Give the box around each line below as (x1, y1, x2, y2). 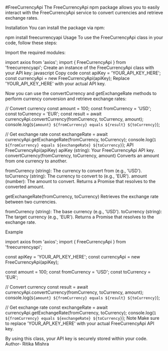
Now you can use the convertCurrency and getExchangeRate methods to (5, 91, 157, 96)
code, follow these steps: (5, 40, 58, 46)
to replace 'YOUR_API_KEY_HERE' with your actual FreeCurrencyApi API (5, 320, 154, 326)
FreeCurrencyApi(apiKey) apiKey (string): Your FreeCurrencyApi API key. (5, 147, 155, 153)
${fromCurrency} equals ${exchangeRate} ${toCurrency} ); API (5, 142, 134, 148)
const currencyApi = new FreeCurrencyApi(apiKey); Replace (5, 75, 130, 81)
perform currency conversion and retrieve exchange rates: (5, 96, 127, 102)
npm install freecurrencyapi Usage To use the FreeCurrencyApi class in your (5, 35, 163, 40)
